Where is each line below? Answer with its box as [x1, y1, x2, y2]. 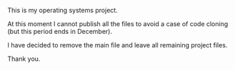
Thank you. [7, 54, 41, 63]
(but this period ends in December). [7, 28, 113, 35]
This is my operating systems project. [7, 6, 118, 14]
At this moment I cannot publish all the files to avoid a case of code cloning [7, 20, 229, 28]
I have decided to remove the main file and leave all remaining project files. [7, 41, 228, 49]
